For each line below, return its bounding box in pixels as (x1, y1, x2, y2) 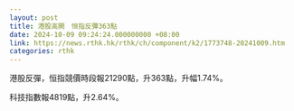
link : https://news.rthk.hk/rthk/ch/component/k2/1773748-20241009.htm (9, 38, 285, 48)
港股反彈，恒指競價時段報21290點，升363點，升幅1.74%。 (9, 73, 228, 84)
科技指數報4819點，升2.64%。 (9, 92, 124, 103)
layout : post (9, 13, 59, 23)
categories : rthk (9, 47, 75, 56)
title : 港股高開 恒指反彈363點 (9, 22, 118, 31)
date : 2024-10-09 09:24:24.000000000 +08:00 (9, 30, 180, 39)
